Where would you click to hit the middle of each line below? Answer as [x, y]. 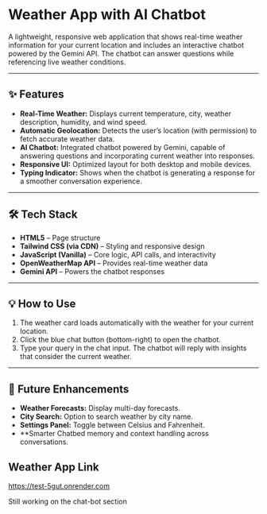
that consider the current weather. [75, 357]
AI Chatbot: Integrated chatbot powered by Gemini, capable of [122, 147]
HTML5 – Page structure [60, 238]
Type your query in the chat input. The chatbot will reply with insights [133, 348]
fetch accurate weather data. [67, 139]
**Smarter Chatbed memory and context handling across [114, 434]
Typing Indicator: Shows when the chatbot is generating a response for [137, 172]
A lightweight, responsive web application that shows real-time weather [126, 37]
